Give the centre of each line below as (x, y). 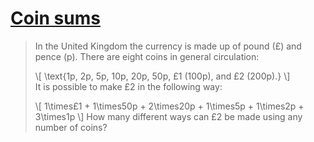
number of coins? (71, 127)
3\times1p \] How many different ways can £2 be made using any (168, 116)
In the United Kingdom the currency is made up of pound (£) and (168, 46)
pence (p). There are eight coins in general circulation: (147, 56)
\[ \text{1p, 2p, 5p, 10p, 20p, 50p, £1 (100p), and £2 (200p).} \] (162, 76)
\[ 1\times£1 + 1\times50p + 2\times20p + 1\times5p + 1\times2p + (169, 106)
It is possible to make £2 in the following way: (128, 86)
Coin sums (55, 18)
